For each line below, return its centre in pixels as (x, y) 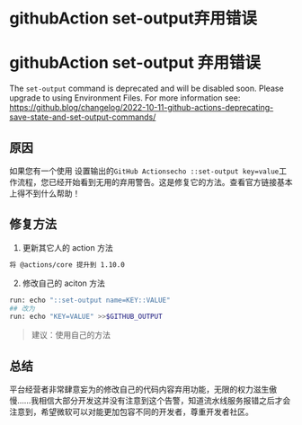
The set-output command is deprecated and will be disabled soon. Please (147, 89)
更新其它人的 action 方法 (68, 247)
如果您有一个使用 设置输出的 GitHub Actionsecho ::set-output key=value (144, 171)
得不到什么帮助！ (49, 193)
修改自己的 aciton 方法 (64, 283)
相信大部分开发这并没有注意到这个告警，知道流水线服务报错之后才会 (165, 401)
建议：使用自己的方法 (71, 335)
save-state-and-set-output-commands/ (83, 117)
